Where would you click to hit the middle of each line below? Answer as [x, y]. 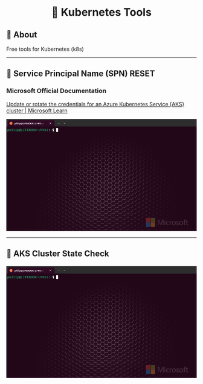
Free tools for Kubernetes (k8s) [45, 49]
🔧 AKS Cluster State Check [58, 254]
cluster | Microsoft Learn [37, 110]
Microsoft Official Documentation [56, 91]
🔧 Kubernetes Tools [101, 12]
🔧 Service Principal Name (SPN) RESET [81, 74]
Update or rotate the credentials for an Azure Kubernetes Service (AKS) [95, 104]
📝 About [22, 35]
